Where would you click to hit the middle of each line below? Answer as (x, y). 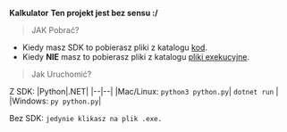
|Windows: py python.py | (55, 101)
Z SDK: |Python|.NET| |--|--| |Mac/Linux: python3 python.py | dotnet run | (144, 91)
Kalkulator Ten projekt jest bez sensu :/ (84, 13)
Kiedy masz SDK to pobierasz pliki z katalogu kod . (115, 47)
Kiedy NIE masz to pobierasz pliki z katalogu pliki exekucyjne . (136, 57)
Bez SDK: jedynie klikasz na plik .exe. (86, 118)
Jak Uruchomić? (61, 74)
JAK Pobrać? (55, 30)
